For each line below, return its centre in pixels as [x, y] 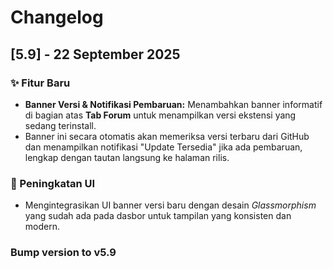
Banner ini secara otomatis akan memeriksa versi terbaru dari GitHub [167, 136]
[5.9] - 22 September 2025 [95, 54]
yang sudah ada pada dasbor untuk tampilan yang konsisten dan [158, 216]
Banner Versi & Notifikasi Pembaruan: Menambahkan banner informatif [173, 104]
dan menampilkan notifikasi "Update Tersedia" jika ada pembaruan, [163, 147]
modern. [42, 227]
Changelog [57, 17]
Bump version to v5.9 [63, 253]
